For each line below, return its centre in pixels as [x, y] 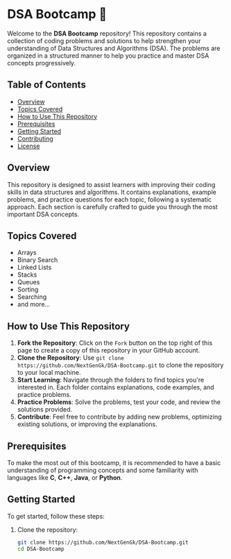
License [28, 146]
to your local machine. [49, 373]
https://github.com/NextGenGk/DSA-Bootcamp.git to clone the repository [120, 365]
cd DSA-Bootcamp [41, 549]
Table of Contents [47, 85]
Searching [32, 297]
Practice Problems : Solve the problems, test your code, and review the [119, 402]
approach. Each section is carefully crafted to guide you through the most [113, 206]
